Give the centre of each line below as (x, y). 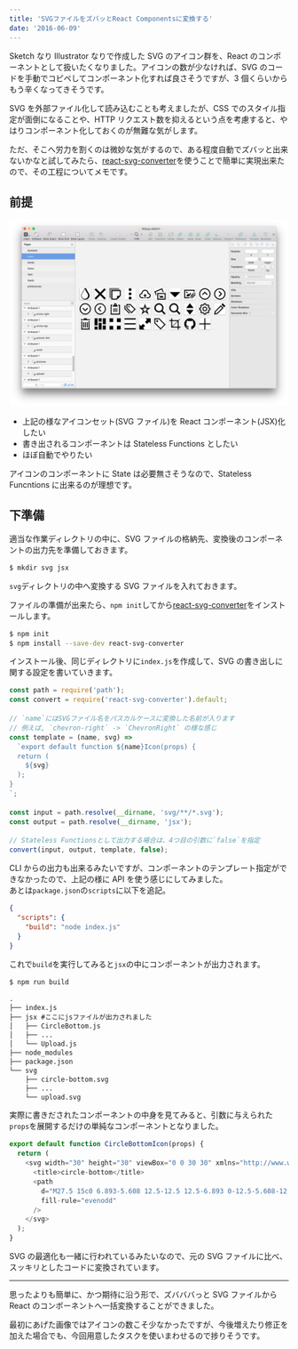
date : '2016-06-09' (45, 28)
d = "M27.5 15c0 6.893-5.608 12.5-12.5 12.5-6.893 (133, 1191)
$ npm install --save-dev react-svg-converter (97, 643)
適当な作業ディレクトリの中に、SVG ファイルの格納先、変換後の (127, 538)
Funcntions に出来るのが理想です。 (73, 484)
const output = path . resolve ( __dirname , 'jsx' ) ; (101, 822)
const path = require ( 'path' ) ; (67, 691)
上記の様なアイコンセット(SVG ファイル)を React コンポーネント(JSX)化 (153, 421)
